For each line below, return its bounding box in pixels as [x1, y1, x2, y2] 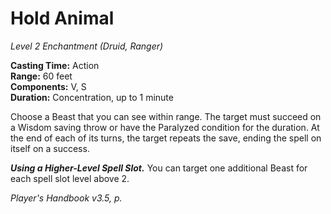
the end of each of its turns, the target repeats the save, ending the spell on [10, 132, 322, 144]
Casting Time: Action [10, 59, 100, 71]
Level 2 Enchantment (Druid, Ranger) [10, 40, 164, 52]
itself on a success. [10, 142, 90, 154]
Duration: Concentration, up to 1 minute [10, 91, 174, 103]
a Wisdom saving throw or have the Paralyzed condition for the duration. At [10, 121, 320, 133]
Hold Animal [10, 7, 115, 30]
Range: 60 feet [10, 70, 73, 82]
